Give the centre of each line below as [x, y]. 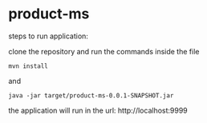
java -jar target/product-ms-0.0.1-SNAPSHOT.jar [91, 95]
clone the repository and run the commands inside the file [104, 51]
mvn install [28, 66]
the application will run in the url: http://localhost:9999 [98, 110]
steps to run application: [48, 36]
